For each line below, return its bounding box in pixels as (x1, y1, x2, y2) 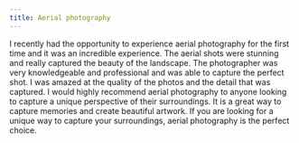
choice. (9, 124, 38, 136)
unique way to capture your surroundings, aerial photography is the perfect (9, 115, 290, 126)
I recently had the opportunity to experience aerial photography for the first (9, 38, 290, 49)
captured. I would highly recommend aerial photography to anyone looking (9, 86, 287, 97)
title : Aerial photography (9, 13, 111, 23)
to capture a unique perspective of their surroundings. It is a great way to (9, 96, 282, 107)
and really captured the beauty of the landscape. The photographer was (9, 57, 278, 68)
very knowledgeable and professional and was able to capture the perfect (9, 67, 285, 78)
